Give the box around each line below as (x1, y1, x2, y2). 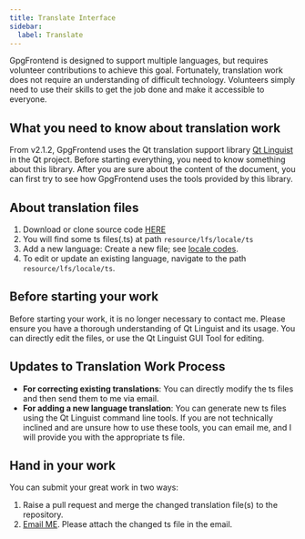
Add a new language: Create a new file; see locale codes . (22, 243, 239, 254)
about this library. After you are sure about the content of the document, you (9, 164, 296, 175)
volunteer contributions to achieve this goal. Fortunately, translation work (9, 65, 284, 76)
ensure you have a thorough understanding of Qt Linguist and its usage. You (9, 322, 296, 333)
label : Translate (17, 30, 84, 39)
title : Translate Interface (9, 13, 117, 23)
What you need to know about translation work (9, 120, 280, 136)
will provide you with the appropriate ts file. (22, 432, 185, 442)
